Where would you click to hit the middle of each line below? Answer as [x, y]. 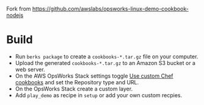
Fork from [19, 9]
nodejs [15, 15]
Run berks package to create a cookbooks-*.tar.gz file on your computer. [107, 56]
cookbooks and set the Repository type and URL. [77, 82]
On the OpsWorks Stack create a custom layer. [74, 89]
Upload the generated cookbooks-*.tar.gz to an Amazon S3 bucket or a [105, 63]
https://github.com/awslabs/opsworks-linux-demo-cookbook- [111, 9]
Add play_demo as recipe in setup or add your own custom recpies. [98, 95]
